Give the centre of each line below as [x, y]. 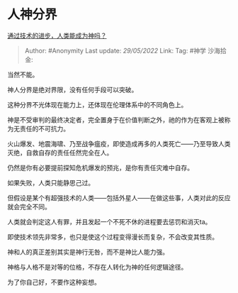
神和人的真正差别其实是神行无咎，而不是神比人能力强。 [88, 252]
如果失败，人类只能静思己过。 [51, 182]
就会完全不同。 [29, 206]
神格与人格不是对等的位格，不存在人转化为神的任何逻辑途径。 [97, 267]
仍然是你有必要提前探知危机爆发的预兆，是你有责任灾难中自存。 [100, 167]
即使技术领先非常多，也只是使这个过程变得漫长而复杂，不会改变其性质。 [113, 237]
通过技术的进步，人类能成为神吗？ [57, 35]
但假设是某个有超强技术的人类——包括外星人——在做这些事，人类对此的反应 [119, 198]
